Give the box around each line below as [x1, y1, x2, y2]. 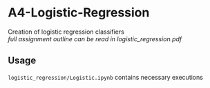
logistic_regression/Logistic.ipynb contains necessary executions [8, 73, 203, 81]
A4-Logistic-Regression [8, 5, 150, 21]
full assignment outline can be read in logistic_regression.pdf [8, 34, 182, 43]
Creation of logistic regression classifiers [8, 27, 125, 36]
